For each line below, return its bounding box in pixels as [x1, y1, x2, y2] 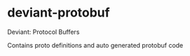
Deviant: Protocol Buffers [7, 28, 80, 36]
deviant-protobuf [7, 5, 110, 21]
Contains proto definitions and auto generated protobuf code [7, 41, 184, 49]
